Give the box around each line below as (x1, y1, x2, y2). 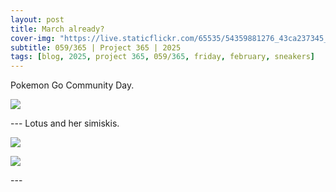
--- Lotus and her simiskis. (10, 117, 120, 130)
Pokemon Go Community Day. (10, 79, 135, 91)
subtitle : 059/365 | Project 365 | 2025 (10, 42, 182, 53)
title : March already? (10, 24, 105, 34)
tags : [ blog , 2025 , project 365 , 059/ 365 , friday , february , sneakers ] (10, 52, 316, 62)
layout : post (10, 14, 65, 25)
